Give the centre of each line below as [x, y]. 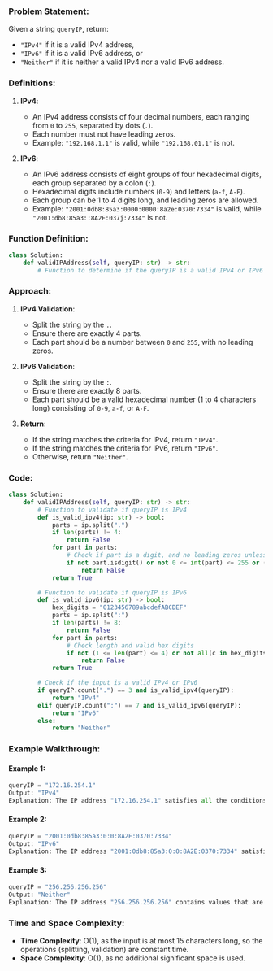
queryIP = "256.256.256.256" [58, 887]
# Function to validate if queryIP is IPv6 [112, 592]
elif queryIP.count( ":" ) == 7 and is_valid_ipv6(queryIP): [140, 705]
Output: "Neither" [39, 895]
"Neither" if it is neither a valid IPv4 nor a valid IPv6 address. [122, 62]
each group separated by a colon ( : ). [94, 183]
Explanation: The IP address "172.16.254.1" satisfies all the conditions [138, 801]
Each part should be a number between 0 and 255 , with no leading [143, 342]
